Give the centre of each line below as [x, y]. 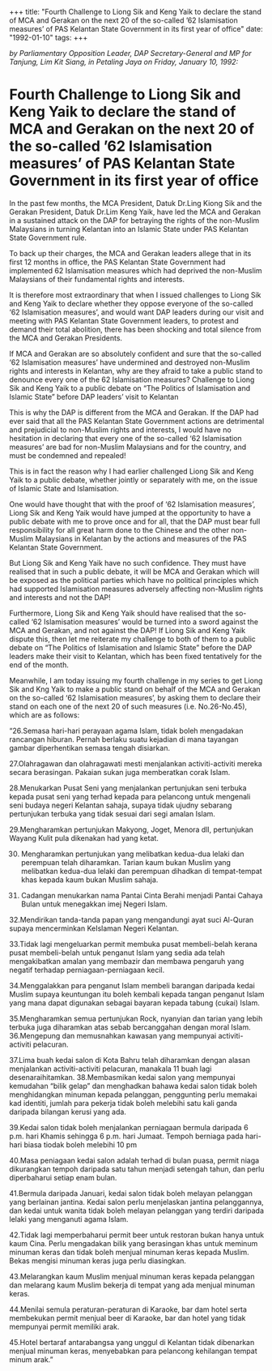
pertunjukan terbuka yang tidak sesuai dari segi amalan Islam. [112, 813]
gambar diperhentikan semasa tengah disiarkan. [90, 748]
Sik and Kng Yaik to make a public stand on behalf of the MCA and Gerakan [135, 689]
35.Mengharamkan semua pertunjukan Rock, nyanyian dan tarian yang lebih [136, 1018]
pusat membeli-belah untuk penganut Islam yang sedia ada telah [117, 953]
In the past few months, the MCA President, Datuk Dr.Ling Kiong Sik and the [136, 203]
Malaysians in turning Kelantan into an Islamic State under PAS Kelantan [129, 229]
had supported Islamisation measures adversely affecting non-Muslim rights [136, 589]
